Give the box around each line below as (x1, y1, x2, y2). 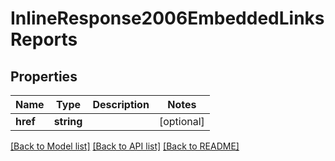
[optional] (158, 115, 205, 128)
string (53, 115, 83, 128)
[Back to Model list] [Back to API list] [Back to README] (10, 140, 240, 152)
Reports (10, 28, 78, 51)
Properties (10, 68, 78, 85)
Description (92, 98, 150, 111)
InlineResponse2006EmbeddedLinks (10, 7, 325, 30)
